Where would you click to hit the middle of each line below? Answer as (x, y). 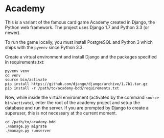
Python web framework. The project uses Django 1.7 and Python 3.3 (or (77, 27)
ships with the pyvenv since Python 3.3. (45, 47)
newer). (13, 32)
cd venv (13, 75)
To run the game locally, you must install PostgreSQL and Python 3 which (79, 42)
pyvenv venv (17, 71)
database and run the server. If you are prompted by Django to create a (77, 108)
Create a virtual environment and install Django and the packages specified (81, 56)
